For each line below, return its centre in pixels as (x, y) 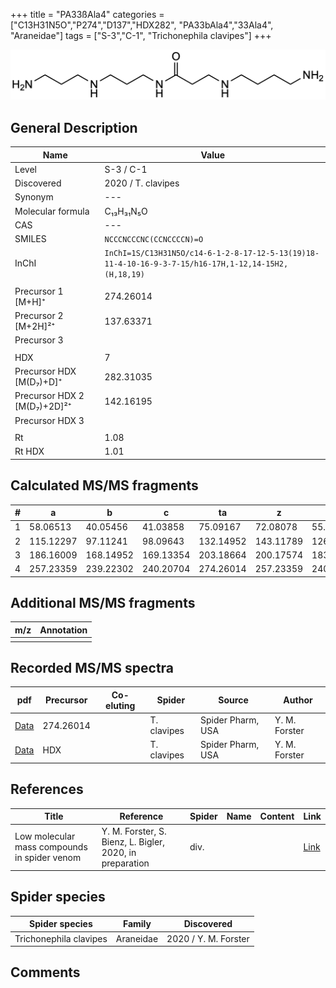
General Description (74, 127)
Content (277, 816)
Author (298, 700)
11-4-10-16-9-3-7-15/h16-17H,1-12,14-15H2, (196, 264)
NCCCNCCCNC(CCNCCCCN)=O (154, 240)
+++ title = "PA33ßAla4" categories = (87, 14)
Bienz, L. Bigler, (133, 841)
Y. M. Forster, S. (134, 831)
